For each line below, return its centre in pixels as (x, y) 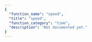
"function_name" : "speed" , (36, 14)
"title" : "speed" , (28, 18)
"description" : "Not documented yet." (48, 28)
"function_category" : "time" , (39, 23)
